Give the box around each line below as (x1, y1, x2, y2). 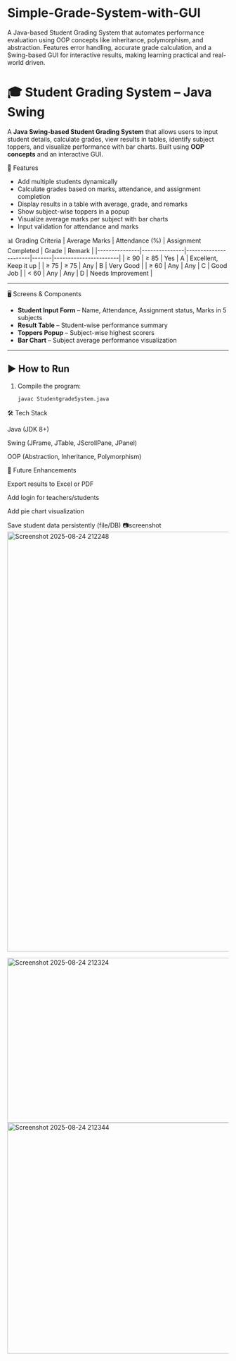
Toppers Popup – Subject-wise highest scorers (17, 328, 155, 336)
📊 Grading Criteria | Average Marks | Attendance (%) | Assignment (7, 236, 202, 245)
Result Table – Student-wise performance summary (17, 321, 169, 329)
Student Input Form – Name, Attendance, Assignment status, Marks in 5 (17, 305, 227, 315)
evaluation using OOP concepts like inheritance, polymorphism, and (7, 35, 204, 44)
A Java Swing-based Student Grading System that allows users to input (7, 127, 218, 135)
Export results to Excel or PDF (7, 480, 94, 488)
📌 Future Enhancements (7, 465, 77, 474)
